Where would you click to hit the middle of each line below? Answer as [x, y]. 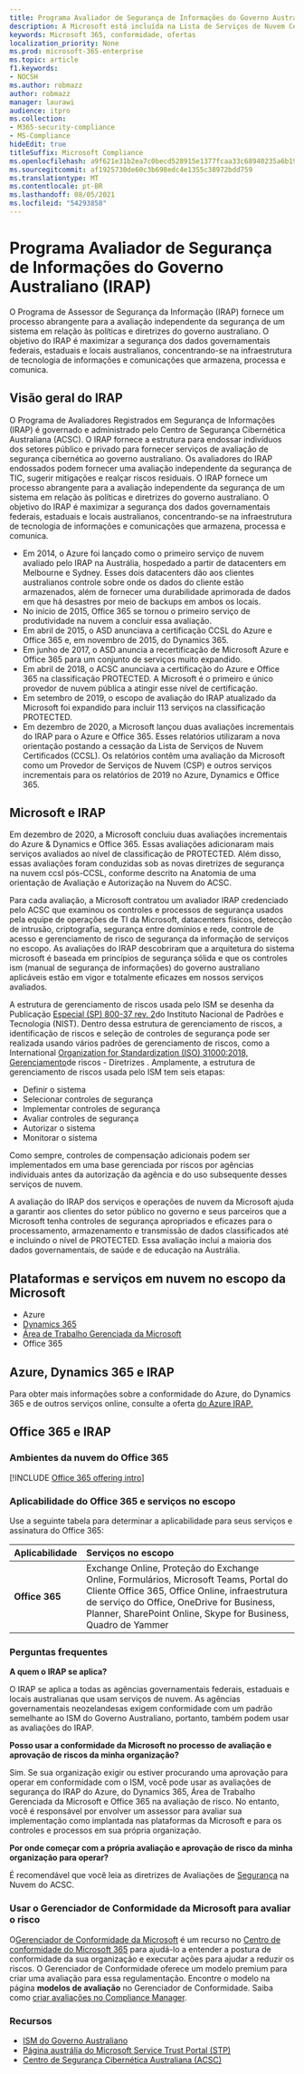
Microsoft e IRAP [57, 813]
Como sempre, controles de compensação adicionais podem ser [130, 1155]
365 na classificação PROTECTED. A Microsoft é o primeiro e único [148, 678]
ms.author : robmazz [46, 85]
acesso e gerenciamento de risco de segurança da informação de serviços [149, 939]
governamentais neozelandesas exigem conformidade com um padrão [141, 1709]
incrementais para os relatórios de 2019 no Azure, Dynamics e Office [151, 774]
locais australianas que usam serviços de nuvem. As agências [125, 1699]
